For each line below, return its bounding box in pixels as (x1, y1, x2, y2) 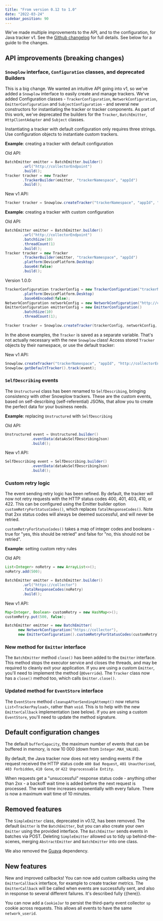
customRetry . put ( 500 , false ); (5, 614, 66, 619)
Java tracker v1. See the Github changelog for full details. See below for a (5, 35, 152, 40)
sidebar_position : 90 (5, 16, 49, 21)
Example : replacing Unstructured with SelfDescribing (5, 413, 113, 419)
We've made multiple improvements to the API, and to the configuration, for (5, 30, 156, 36)
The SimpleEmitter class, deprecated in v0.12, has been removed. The (5, 818, 145, 824)
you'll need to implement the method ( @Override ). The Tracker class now (5, 670, 150, 676)
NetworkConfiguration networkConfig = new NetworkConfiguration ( (5, 300, 140, 306)
